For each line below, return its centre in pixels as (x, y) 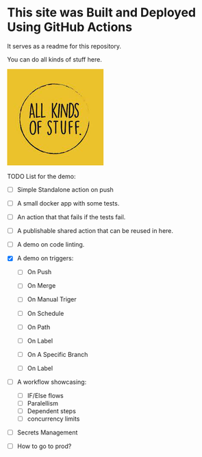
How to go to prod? (44, 446)
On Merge (41, 286)
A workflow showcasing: (52, 382)
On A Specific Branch (58, 354)
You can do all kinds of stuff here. (55, 59)
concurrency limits (53, 419)
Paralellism (42, 403)
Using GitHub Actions (70, 27)
